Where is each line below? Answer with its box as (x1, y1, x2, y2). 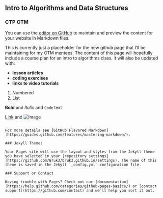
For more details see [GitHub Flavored (5, 128, 87, 133)
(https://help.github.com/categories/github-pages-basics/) (5, 184, 131, 189)
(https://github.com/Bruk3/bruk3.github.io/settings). (5, 158, 120, 163)
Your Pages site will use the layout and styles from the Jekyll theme (5, 149, 155, 154)
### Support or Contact (5, 170, 54, 176)
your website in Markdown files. (5, 35, 70, 41)
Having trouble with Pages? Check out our (5, 179, 93, 184)
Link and (5, 114, 23, 120)
